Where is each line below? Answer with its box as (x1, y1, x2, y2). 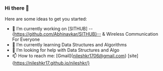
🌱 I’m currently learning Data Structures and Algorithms (12, 42, 127, 48)
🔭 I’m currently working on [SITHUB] (12, 26, 88, 32)
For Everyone (12, 36, 40, 42)
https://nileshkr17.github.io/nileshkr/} (14, 60, 90, 66)
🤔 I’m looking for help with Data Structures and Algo (12, 47, 120, 53)
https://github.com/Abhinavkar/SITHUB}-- (14, 31, 102, 37)
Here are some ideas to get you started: (5, 16, 88, 22)
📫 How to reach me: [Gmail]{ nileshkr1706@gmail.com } (12, 53, 127, 59)
